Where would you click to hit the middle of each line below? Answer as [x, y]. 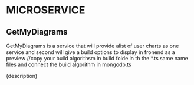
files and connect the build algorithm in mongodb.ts [69, 64]
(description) [22, 76]
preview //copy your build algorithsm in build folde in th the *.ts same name [97, 58]
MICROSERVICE [46, 10]
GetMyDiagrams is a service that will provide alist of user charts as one [93, 46]
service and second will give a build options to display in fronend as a [91, 52]
